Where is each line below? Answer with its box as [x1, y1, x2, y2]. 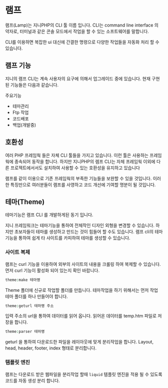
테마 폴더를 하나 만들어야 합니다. [5, 293, 68, 299]
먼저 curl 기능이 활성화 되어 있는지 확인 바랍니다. [5, 267, 100, 273]
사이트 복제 [5, 249, 30, 256]
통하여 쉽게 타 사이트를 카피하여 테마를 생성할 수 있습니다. [18, 235, 131, 241]
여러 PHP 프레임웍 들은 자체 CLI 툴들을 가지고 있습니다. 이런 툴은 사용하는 [5, 152, 149, 158]
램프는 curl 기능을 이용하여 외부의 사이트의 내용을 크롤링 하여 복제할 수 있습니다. [5, 261, 161, 267]
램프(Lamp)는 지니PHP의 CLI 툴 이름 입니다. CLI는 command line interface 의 [5, 22, 159, 28]
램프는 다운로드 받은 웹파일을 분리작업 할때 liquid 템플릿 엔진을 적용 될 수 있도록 [5, 371, 162, 377]
